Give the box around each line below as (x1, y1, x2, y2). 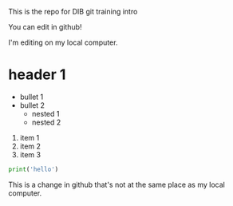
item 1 (19, 133, 40, 142)
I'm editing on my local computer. (8, 38, 118, 47)
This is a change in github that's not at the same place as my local (8, 180, 225, 189)
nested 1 (31, 109, 60, 118)
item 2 (19, 141, 41, 151)
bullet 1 (19, 92, 44, 101)
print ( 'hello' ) (8, 165, 59, 173)
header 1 (8, 65, 66, 84)
